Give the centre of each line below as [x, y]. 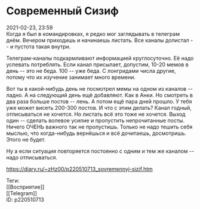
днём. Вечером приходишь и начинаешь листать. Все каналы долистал [98, 40]
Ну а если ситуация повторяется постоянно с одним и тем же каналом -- [100, 151]
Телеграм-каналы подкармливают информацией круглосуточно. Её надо [100, 58]
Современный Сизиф [63, 11]
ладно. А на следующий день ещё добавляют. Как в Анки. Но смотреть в [99, 95]
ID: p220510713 [25, 199]
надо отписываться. [32, 157]
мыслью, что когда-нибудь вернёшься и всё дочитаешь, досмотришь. [96, 133]
